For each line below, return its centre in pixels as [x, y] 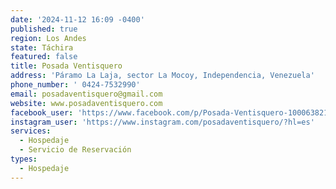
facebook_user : [42, 112]
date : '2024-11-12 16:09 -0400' [77, 19]
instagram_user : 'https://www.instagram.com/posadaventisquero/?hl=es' [162, 122]
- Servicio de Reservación [75, 150]
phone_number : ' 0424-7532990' [75, 85]
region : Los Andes [48, 38]
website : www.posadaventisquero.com [86, 103]
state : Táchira [42, 47]
